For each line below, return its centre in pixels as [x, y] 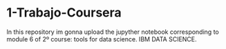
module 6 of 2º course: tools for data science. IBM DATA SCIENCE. [102, 39]
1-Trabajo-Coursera [64, 13]
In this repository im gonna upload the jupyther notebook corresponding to [113, 32]
